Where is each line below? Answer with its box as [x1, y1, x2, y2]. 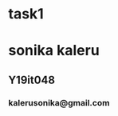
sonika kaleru [8, 42, 100, 60]
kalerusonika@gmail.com [8, 97, 110, 108]
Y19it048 [8, 73, 56, 86]
